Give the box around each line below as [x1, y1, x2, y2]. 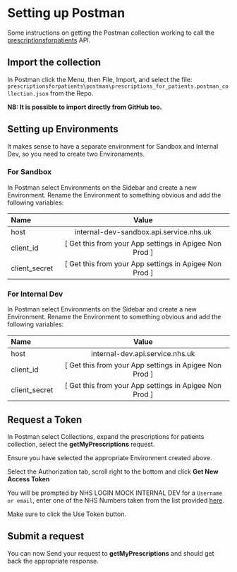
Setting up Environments [7, 123, 119, 135]
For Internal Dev [7, 289, 63, 299]
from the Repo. [50, 88, 94, 97]
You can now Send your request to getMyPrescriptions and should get [7, 549, 214, 557]
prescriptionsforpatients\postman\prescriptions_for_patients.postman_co [7, 83, 229, 90]
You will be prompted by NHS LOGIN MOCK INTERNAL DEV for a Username [7, 488, 223, 497]
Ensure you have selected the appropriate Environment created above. [7, 453, 213, 462]
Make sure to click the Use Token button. [7, 510, 127, 518]
